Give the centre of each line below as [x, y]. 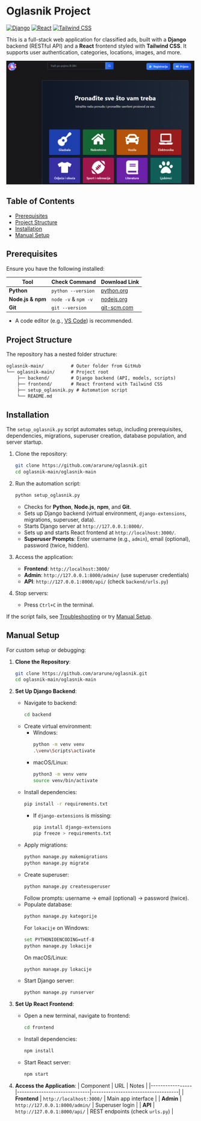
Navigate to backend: [50, 703]
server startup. [25, 442]
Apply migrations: [46, 845]
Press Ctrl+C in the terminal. [59, 605]
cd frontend [39, 1028]
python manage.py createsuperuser [67, 886]
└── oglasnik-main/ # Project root [58, 372]
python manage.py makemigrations [66, 857]
